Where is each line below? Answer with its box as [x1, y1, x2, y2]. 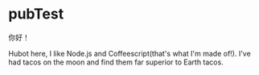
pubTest [8, 5, 64, 23]
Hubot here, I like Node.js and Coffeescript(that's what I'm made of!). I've [8, 48, 251, 58]
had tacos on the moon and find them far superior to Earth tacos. [8, 57, 224, 67]
